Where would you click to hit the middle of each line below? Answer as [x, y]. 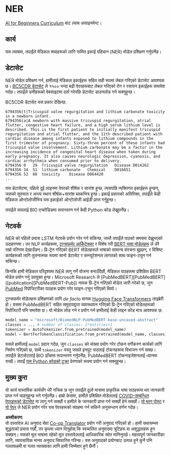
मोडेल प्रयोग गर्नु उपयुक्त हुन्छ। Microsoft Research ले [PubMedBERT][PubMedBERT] [85, 277]
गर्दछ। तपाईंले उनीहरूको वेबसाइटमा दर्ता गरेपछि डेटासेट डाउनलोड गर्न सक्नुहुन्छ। [70, 92]
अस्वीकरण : [15, 417]
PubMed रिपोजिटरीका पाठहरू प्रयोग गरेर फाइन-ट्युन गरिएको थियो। [61, 289]
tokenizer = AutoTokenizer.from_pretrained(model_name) [66, 330]
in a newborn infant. [28, 116]
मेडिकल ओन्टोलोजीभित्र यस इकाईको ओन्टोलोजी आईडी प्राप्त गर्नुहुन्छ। [61, 199]
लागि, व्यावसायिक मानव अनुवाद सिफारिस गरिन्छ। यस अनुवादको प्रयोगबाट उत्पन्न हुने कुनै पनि [79, 440]
